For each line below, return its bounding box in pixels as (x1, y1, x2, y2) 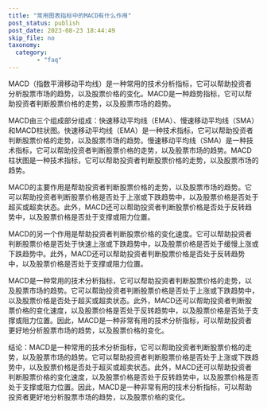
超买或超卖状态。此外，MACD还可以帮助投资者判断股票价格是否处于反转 (8, 202, 246, 212)
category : (15, 49, 48, 56)
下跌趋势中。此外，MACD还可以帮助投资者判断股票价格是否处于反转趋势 (8, 248, 246, 259)
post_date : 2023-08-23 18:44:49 (8, 26, 115, 34)
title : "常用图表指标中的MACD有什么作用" (8, 11, 132, 20)
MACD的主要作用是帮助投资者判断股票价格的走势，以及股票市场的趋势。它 (8, 182, 253, 192)
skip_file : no (8, 33, 56, 42)
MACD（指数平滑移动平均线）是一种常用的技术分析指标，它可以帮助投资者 (8, 79, 253, 88)
